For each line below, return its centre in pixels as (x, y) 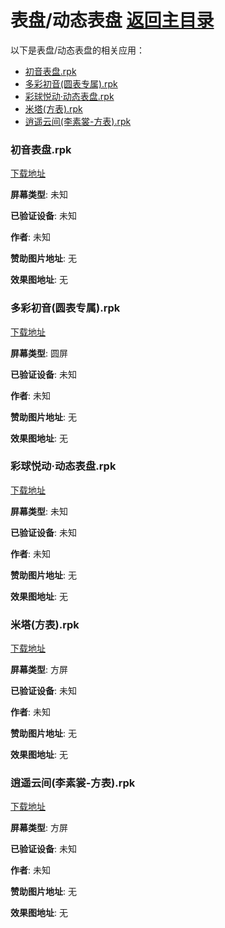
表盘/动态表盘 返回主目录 (112, 20)
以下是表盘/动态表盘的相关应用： (78, 50)
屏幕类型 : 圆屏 (39, 353)
